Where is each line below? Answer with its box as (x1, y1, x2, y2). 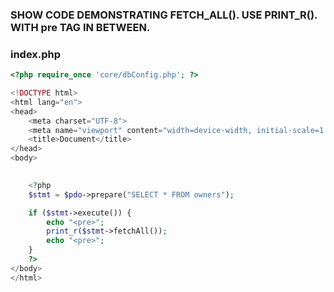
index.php (10, 47, 62, 61)
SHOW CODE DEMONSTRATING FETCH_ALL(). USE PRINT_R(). (10, 8, 318, 22)
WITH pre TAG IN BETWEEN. (10, 20, 151, 34)
